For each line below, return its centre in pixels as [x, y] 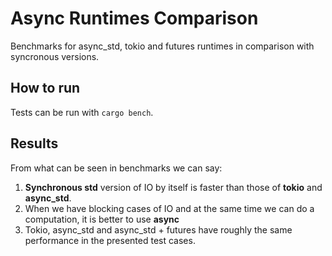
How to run [45, 88]
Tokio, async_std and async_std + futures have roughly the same [158, 229]
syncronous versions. [55, 56]
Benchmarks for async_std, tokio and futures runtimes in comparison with [162, 46]
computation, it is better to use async [102, 219]
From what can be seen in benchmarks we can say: [116, 168]
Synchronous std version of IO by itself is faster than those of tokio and [173, 187]
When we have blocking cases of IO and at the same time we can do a [169, 208]
